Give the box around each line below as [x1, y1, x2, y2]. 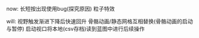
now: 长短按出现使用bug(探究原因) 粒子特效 [6, 5, 115, 12]
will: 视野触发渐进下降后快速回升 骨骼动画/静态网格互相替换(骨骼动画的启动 [6, 18, 193, 25]
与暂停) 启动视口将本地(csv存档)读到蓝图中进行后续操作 [6, 26, 145, 32]
